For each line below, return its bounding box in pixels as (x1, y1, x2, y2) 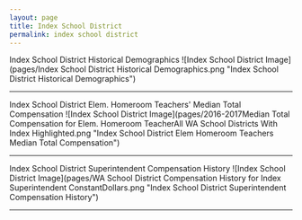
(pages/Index (9, 64, 58, 75)
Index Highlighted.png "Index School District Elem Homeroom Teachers (9, 128, 274, 139)
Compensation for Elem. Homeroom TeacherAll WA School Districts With (9, 119, 279, 129)
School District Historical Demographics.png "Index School (59, 64, 279, 75)
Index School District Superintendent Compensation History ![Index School (9, 163, 286, 174)
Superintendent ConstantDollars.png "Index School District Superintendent (9, 182, 287, 193)
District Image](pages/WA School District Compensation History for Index (9, 172, 281, 184)
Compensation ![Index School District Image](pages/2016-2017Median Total (9, 109, 290, 119)
